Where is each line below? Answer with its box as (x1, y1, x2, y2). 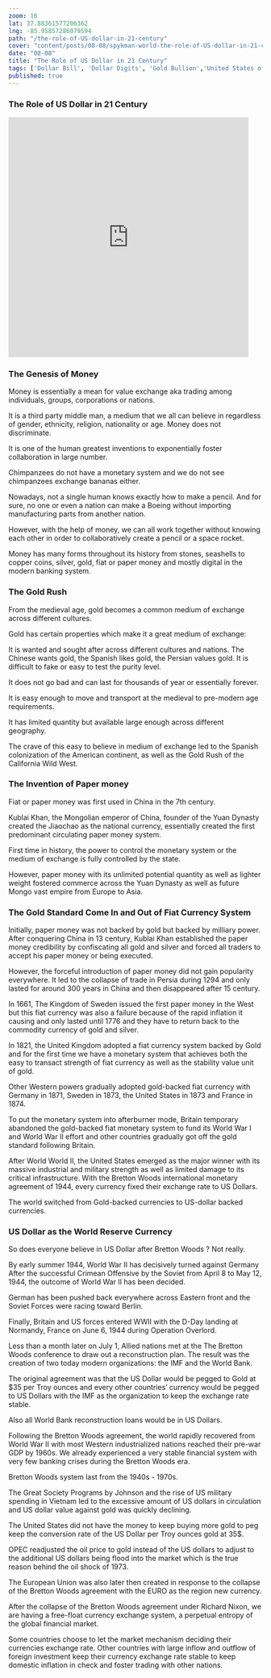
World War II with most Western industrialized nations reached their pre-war (8, 1439, 261, 1449)
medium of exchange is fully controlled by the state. (8, 854, 181, 863)
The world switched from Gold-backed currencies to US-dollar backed (8, 1197, 244, 1207)
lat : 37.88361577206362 (8, 19, 89, 27)
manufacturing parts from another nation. (8, 509, 147, 519)
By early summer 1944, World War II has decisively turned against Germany (8, 1260, 260, 1270)
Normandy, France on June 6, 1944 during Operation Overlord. (8, 1325, 217, 1335)
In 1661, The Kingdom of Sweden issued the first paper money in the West (8, 1000, 254, 1009)
